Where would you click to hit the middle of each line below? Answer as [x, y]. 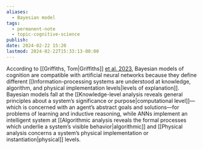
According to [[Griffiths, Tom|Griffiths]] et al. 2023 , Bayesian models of [95, 68]
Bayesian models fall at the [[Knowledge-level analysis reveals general [95, 94]
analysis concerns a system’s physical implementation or [77, 133]
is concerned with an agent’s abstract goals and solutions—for [101, 107]
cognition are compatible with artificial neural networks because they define [101, 75]
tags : [13, 23]
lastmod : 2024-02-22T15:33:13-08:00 [53, 51]
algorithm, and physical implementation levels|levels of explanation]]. [93, 88]
